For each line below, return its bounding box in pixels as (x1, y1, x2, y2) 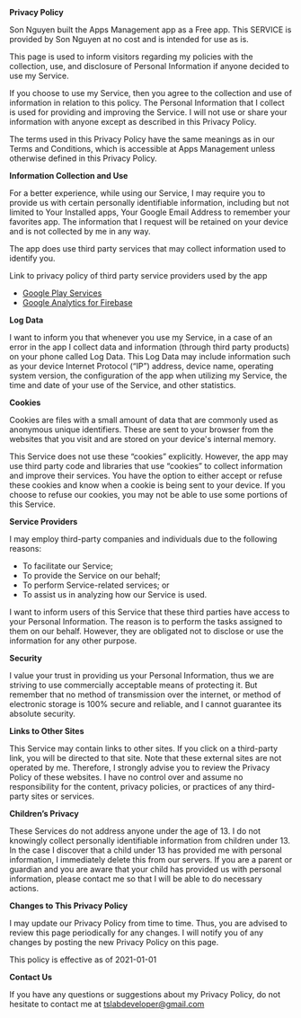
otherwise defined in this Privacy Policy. (9, 153, 157, 164)
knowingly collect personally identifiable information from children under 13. (9, 836, 290, 845)
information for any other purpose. (9, 635, 137, 646)
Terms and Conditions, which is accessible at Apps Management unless (9, 144, 276, 154)
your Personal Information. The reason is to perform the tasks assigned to (9, 616, 283, 626)
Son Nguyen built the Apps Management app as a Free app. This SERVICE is (9, 24, 292, 35)
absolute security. (9, 708, 76, 719)
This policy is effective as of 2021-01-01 (9, 954, 157, 965)
